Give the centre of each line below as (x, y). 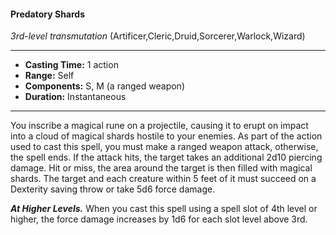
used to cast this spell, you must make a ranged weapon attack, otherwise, (164, 147)
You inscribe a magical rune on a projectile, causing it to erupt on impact (159, 126)
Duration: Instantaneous (75, 97)
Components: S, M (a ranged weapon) (104, 86)
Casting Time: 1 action (71, 65)
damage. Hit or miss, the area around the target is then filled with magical (161, 168)
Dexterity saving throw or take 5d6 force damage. (113, 189)
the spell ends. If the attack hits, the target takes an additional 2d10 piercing (166, 157)
